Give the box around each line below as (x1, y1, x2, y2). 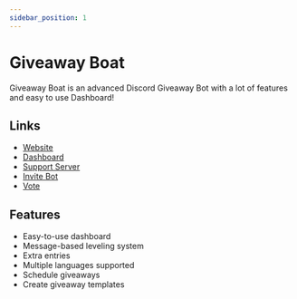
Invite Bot (22, 171, 59, 182)
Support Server (22, 161, 81, 172)
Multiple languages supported (22, 260, 135, 271)
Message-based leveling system (22, 241, 145, 252)
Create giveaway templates (22, 279, 125, 290)
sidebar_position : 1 (9, 13, 88, 23)
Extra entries (22, 250, 71, 261)
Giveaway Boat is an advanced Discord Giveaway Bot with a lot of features (9, 82, 288, 93)
